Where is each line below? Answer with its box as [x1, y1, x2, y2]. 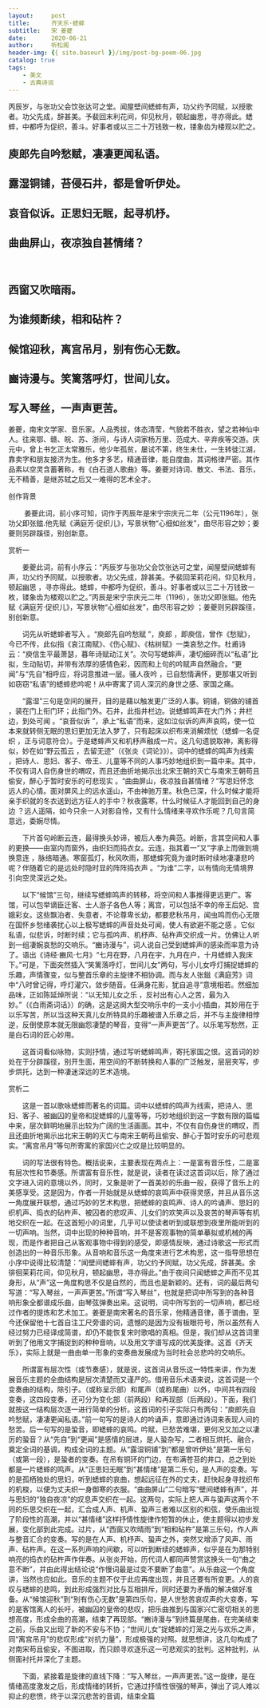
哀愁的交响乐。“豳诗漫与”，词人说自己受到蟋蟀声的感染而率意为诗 [42, 940, 259, 950]
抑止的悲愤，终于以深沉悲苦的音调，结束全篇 [8, 1691, 156, 1701]
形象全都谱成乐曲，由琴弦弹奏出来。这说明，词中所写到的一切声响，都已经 [14, 1297, 260, 1307]
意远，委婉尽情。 [8, 816, 65, 826]
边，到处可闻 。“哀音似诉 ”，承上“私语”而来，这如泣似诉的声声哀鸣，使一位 [8, 716, 255, 726]
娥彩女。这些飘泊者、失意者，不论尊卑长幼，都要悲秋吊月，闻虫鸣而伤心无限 [8, 910, 260, 919]
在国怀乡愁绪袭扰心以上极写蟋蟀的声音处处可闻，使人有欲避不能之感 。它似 [8, 920, 255, 930]
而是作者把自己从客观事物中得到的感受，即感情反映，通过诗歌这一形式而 [22, 1237, 260, 1247]
